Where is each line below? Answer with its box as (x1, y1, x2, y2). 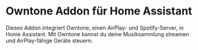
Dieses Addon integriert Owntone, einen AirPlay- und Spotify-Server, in (5, 24, 184, 31)
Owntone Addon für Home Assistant (5, 4, 193, 18)
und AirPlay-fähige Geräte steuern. (5, 37, 94, 44)
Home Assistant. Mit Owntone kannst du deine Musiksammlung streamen (5, 30, 189, 37)
